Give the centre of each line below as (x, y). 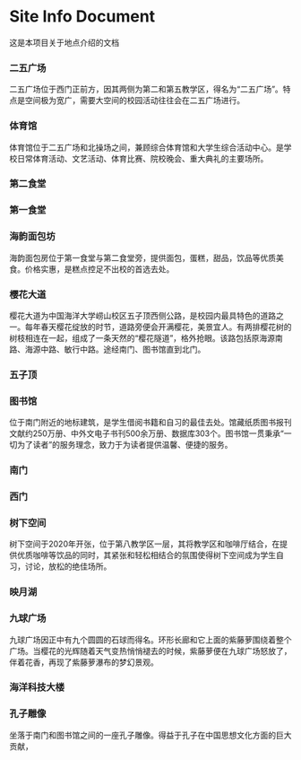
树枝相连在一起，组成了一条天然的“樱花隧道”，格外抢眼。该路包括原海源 (142, 337)
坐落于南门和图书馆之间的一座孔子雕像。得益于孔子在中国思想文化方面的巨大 (150, 735)
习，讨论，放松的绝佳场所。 (60, 566)
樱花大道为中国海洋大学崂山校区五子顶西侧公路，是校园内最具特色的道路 (142, 315)
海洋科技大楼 (37, 687)
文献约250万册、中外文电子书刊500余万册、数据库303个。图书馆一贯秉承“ (146, 433)
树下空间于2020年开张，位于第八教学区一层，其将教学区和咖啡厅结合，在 (145, 544)
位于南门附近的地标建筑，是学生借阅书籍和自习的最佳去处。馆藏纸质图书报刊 (150, 423)
